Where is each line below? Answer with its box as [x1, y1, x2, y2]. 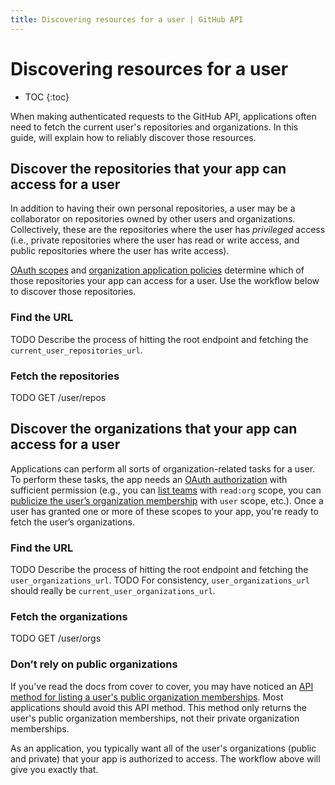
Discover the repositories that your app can [10, 160, 287, 177]
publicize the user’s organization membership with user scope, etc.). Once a [10, 494, 324, 506]
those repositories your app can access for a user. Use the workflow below [10, 275, 320, 287]
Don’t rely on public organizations [10, 657, 178, 671]
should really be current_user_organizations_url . [10, 585, 216, 597]
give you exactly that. [10, 763, 99, 775]
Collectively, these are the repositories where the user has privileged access [10, 224, 326, 236]
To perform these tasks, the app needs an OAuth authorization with [10, 473, 288, 485]
